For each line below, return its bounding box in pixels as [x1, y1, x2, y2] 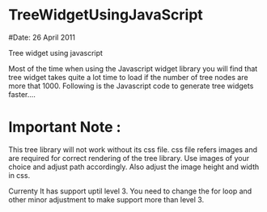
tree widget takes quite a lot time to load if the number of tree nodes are [8, 72, 248, 82]
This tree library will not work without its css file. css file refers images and [8, 144, 257, 155]
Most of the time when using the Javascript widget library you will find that [8, 63, 258, 74]
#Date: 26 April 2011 [8, 32, 75, 42]
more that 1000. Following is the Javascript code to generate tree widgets [8, 81, 254, 91]
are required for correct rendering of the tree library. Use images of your [8, 153, 250, 163]
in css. [8, 170, 31, 180]
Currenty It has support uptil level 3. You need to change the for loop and [8, 186, 252, 196]
